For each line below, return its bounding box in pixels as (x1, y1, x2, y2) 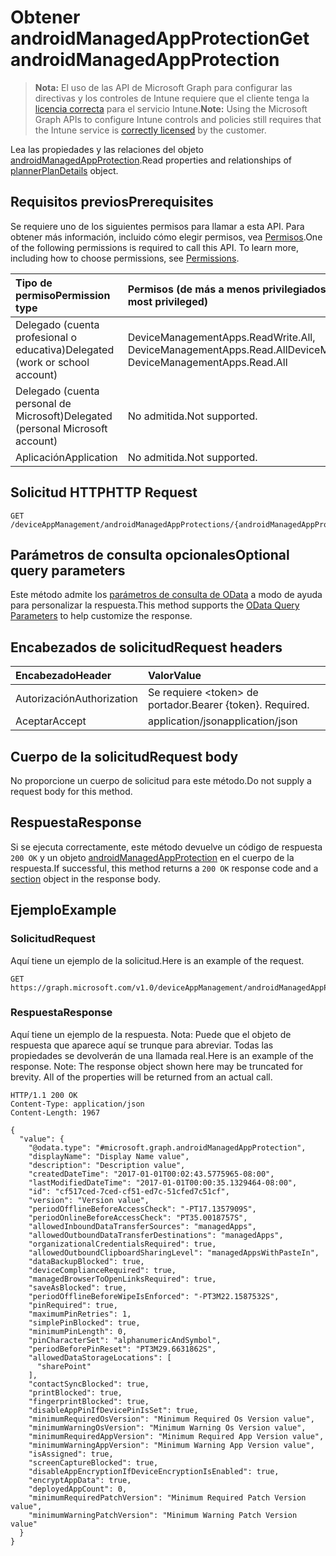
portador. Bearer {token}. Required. (147, 698, 310, 712)
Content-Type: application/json (10, 1099, 145, 1109)
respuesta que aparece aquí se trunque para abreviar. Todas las (10, 1039, 274, 1051)
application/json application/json (147, 714, 298, 728)
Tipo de (15, 276, 53, 290)
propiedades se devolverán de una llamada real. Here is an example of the (10, 1049, 314, 1061)
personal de (15, 396, 72, 410)
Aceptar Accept (15, 714, 87, 728)
